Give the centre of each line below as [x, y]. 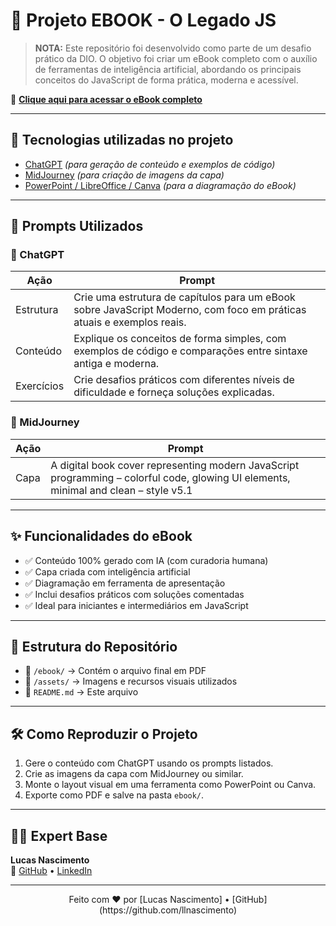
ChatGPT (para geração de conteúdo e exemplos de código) [150, 164]
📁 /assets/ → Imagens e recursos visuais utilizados [131, 681]
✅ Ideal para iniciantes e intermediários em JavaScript [136, 605]
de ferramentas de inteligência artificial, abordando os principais [168, 69]
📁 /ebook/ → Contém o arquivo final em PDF [115, 671]
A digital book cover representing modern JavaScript [175, 465]
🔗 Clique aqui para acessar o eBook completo [106, 99]
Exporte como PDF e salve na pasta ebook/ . [114, 795]
